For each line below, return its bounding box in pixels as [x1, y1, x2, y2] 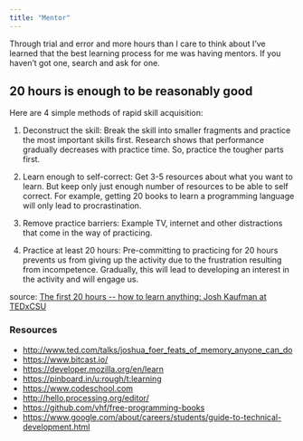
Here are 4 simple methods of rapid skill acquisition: [9, 108, 204, 119]
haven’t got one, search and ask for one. [9, 57, 160, 68]
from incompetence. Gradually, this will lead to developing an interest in [22, 264, 289, 275]
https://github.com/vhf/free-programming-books [22, 402, 205, 413]
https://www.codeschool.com [22, 382, 134, 394]
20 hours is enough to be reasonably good [9, 83, 253, 100]
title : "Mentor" [9, 13, 71, 23]
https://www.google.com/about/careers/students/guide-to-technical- [22, 411, 282, 422]
